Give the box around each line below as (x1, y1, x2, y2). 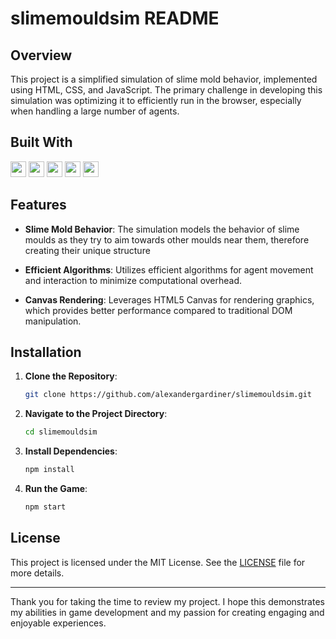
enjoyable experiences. (10, 617, 107, 629)
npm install (24, 465, 75, 475)
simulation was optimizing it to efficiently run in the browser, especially (10, 95, 302, 106)
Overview (10, 47, 73, 64)
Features (10, 197, 67, 214)
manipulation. (24, 315, 82, 327)
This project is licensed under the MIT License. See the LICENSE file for (10, 556, 306, 568)
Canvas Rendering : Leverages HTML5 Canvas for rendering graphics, (24, 293, 315, 306)
